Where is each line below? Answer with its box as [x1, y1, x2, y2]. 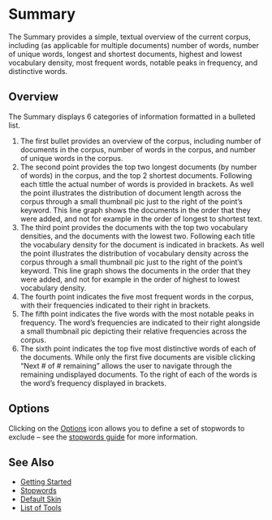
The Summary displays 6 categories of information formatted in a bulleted [8, 111, 256, 121]
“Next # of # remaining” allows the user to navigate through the [19, 361, 233, 370]
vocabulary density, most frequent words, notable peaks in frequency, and [8, 58, 258, 68]
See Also [8, 455, 54, 469]
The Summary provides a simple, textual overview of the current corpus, [8, 32, 251, 42]
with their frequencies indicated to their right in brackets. [19, 300, 211, 310]
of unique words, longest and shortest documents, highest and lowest [8, 49, 243, 59]
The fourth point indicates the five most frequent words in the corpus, [19, 291, 254, 301]
